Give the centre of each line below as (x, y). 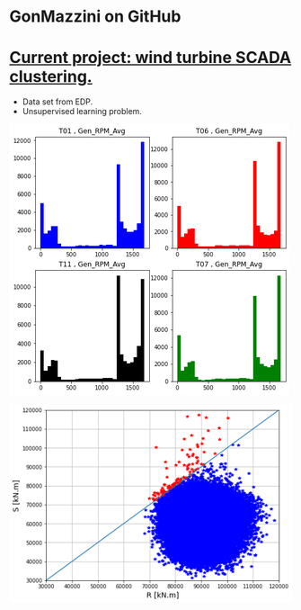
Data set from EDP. (58, 102)
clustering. (51, 77)
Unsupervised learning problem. (82, 112)
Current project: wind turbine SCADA (150, 58)
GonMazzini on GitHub (95, 17)
